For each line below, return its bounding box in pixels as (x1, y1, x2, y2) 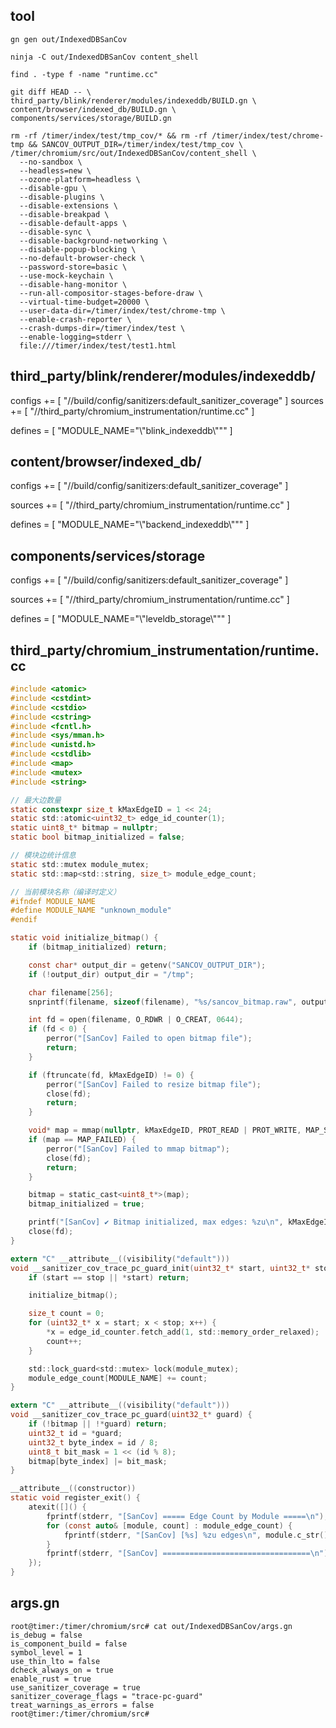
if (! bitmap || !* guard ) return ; (28, 1419, 168, 1429)
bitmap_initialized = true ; (28, 1199, 145, 1209)
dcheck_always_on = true (10, 1665, 114, 1675)
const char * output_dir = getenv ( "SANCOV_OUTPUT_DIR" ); (28, 960, 267, 970)
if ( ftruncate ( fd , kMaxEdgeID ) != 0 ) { (28, 1070, 195, 1080)
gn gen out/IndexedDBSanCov (10, 34, 128, 44)
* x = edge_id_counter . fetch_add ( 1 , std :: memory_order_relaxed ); (46, 1327, 320, 1338)
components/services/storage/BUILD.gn (10, 113, 172, 123)
